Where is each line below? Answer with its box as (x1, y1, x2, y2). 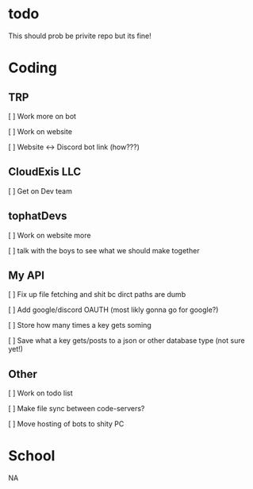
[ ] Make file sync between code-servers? (8, 404, 145, 414)
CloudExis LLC (8, 165, 82, 179)
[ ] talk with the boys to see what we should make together (8, 245, 200, 255)
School (8, 447, 56, 465)
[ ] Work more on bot (8, 111, 77, 121)
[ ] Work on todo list (8, 388, 73, 398)
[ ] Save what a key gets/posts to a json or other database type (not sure (8, 336, 245, 345)
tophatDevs (8, 210, 67, 223)
